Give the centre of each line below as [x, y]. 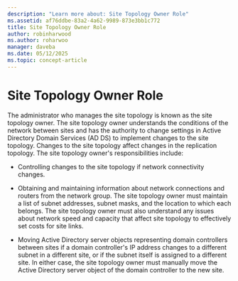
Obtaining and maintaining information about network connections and [121, 188]
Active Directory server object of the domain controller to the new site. [121, 270]
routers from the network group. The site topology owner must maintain [123, 196]
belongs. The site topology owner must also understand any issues [116, 211]
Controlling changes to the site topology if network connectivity [111, 166]
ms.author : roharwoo [38, 41]
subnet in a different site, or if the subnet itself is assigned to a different [122, 255]
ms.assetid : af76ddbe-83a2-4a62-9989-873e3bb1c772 [84, 21]
